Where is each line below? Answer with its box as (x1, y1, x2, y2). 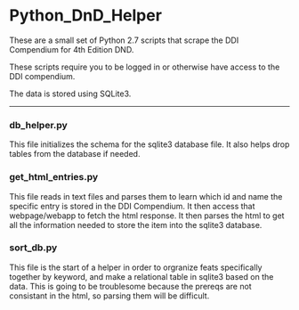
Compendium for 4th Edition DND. (9, 44, 134, 54)
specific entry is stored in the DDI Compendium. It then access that (9, 200, 255, 211)
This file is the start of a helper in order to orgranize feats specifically (9, 262, 263, 273)
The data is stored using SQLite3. (9, 88, 132, 99)
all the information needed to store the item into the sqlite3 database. (9, 219, 263, 230)
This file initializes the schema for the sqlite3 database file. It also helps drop (9, 139, 290, 150)
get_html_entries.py (9, 171, 99, 184)
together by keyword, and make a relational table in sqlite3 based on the (9, 271, 274, 281)
